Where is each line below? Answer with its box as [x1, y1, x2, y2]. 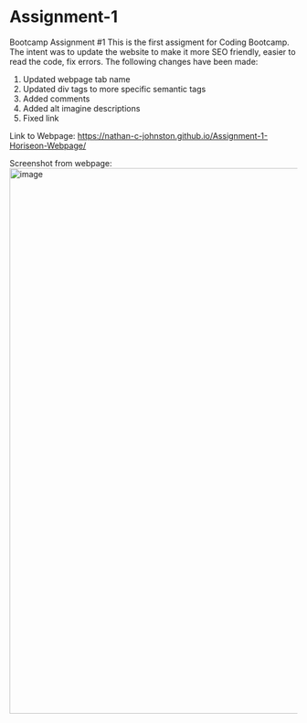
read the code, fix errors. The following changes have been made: [9, 56, 259, 67]
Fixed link [22, 112, 59, 123]
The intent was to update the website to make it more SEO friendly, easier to [9, 46, 296, 57]
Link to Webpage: [9, 130, 76, 141]
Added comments [22, 93, 90, 104]
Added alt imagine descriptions [22, 102, 141, 113]
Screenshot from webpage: [9, 157, 112, 168]
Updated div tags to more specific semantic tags [22, 83, 206, 94]
